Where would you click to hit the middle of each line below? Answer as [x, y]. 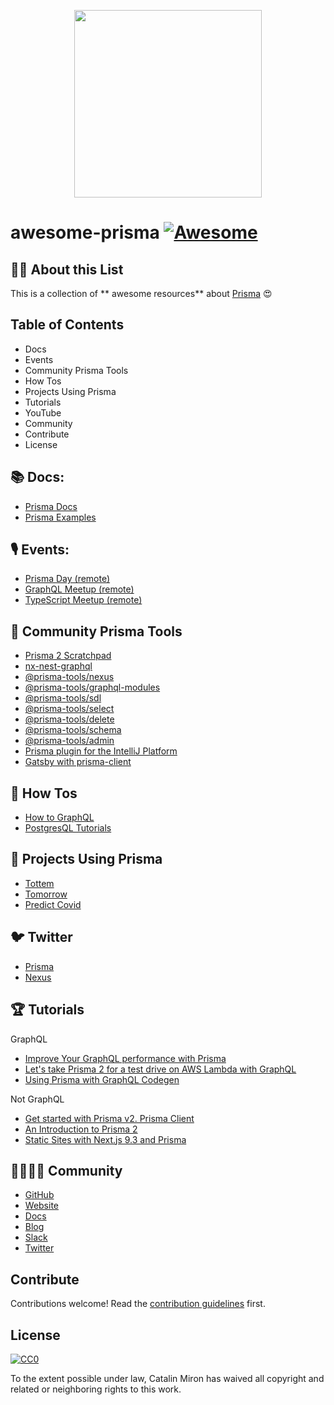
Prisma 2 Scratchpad [68, 656]
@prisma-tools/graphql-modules [92, 687]
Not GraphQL [37, 1099]
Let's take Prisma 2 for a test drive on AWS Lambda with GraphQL [160, 1069]
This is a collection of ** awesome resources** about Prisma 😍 [141, 293]
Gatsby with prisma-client [78, 762]
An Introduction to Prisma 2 [81, 1129]
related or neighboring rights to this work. [96, 1389]
